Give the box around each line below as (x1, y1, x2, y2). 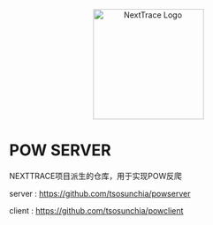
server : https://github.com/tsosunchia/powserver (9, 188, 191, 199)
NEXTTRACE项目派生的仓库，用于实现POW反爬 (9, 170, 183, 181)
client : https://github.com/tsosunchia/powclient (9, 205, 184, 215)
